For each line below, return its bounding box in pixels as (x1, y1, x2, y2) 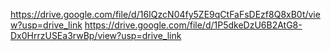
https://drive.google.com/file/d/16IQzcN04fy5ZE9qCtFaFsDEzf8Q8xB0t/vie (10, 9, 321, 20)
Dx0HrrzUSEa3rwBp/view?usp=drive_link (10, 30, 182, 41)
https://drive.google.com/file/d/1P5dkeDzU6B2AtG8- (84, 19, 303, 31)
